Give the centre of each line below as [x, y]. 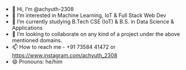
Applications [27, 28]
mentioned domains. [37, 40]
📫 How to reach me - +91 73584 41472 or [64, 47]
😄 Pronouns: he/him [37, 61]
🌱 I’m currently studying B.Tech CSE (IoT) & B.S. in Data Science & [93, 21]
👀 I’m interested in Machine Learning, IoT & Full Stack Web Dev [89, 15]
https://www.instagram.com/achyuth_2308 [64, 55]
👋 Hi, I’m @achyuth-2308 [43, 9]
